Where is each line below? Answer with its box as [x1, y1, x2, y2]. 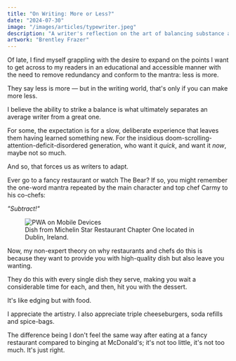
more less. [7, 92, 38, 100]
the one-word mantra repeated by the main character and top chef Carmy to [7, 183, 228, 192]
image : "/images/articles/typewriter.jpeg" [7, 23, 137, 30]
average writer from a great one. [7, 113, 102, 122]
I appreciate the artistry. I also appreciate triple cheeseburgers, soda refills [7, 310, 223, 318]
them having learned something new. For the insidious [7, 134, 164, 143]
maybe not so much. [7, 149, 67, 157]
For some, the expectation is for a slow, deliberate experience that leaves [7, 126, 219, 135]
